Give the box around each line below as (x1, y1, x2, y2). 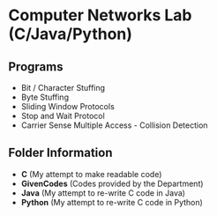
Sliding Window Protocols (20, 101, 116, 111)
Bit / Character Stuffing (20, 83, 106, 93)
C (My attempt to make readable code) (20, 168, 162, 179)
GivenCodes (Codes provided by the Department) (20, 178, 204, 189)
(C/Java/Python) (8, 24, 133, 44)
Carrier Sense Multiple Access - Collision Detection (20, 120, 208, 130)
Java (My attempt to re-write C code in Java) (20, 187, 186, 198)
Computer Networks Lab (8, 5, 192, 26)
